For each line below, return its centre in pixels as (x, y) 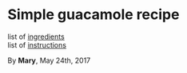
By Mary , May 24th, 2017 (49, 60)
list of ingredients (36, 36)
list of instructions (37, 44)
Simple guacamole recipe (93, 15)
